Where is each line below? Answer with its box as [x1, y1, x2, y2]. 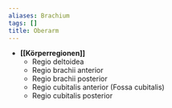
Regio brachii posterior [31, 74, 108, 84]
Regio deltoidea [31, 57, 84, 66]
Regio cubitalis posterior [31, 91, 113, 101]
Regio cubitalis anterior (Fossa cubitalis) [31, 82, 165, 92]
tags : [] [8, 19, 38, 27]
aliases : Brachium [8, 11, 70, 20]
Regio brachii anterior [31, 66, 104, 75]
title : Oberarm [8, 26, 59, 34]
